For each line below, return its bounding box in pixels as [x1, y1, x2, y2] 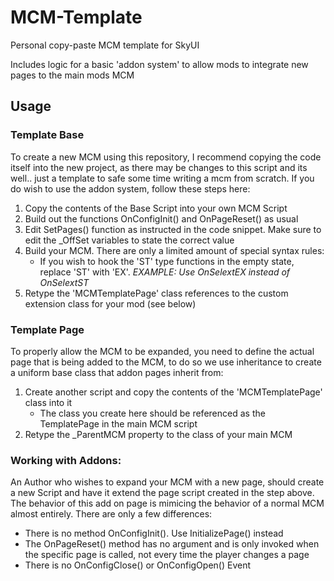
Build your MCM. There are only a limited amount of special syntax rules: [24, 244, 325, 256]
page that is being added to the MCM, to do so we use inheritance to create [10, 356, 322, 368]
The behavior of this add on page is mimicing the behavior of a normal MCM [10, 497, 325, 510]
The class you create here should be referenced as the [39, 407, 266, 419]
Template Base [10, 128, 85, 142]
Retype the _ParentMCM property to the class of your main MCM [24, 428, 293, 440]
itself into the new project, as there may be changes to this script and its [10, 161, 308, 173]
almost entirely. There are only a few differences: [10, 508, 213, 520]
